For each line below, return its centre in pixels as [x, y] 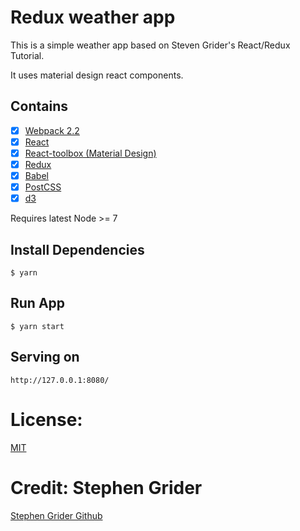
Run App [38, 303]
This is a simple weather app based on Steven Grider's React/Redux [150, 45]
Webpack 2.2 [52, 130]
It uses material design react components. [97, 75]
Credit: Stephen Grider [106, 487]
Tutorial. [27, 55]
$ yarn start [37, 326]
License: [46, 419]
